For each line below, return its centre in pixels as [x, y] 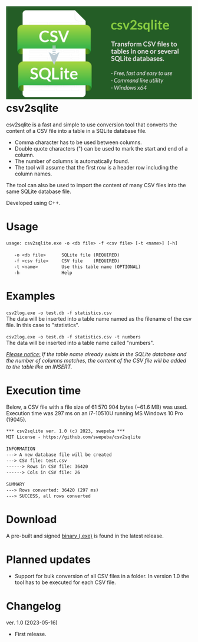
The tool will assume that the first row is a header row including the [96, 167]
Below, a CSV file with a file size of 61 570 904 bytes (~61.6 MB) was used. [97, 407]
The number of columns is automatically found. [72, 161]
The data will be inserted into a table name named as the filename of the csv [99, 318]
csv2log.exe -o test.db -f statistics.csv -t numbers [74, 337]
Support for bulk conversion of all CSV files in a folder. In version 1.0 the [102, 576]
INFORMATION [21, 449]
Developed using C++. [33, 203]
